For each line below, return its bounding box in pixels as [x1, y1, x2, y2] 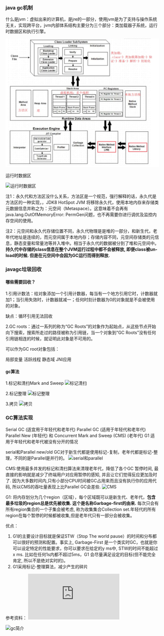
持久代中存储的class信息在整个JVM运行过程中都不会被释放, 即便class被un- [5, 246, 158, 252]
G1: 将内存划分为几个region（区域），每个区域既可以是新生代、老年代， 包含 [5, 494, 156, 500]
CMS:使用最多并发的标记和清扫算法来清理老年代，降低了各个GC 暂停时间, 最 [5, 465, 159, 471]
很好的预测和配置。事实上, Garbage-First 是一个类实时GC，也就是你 [21, 539, 158, 545]
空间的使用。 [9, 218, 36, 224]
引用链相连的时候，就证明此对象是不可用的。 [5, 336, 95, 342]
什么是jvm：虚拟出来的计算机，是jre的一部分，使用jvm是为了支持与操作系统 [5, 16, 157, 22]
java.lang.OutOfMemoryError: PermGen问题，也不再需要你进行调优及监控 [5, 212, 153, 218]
